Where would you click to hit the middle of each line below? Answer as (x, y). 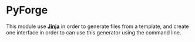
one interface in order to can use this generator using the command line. (94, 32)
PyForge (27, 10)
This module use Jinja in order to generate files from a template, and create (97, 26)
